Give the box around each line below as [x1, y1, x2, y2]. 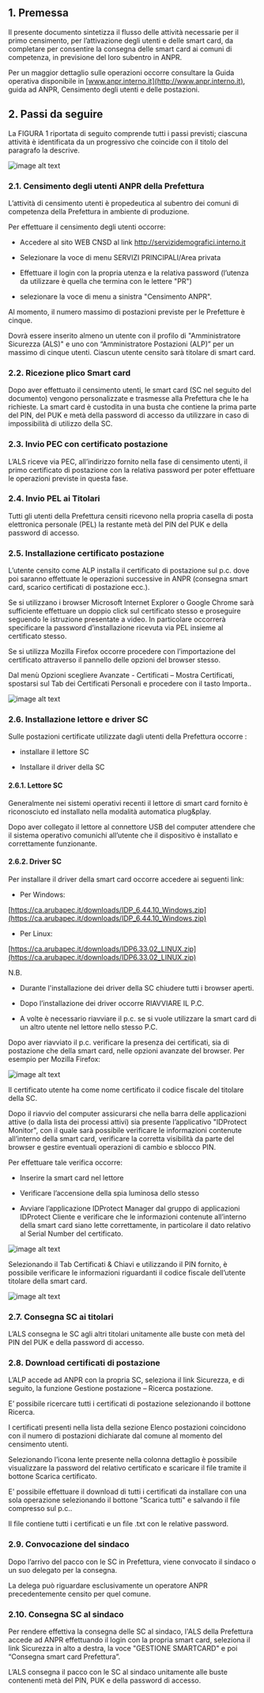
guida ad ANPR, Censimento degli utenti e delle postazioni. [8, 85, 200, 94]
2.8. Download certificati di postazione [8, 1358, 160, 1369]
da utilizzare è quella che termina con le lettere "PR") [19, 276, 192, 285]
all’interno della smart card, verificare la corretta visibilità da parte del [8, 1134, 235, 1143]
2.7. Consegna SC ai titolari [8, 1311, 114, 1322]
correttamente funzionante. [8, 838, 97, 848]
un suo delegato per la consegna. [8, 1565, 118, 1574]
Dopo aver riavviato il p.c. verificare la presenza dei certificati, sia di [8, 1037, 229, 1047]
